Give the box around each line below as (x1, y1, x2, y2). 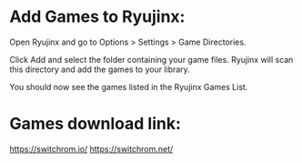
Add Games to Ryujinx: (9, 6, 186, 27)
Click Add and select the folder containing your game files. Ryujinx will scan (9, 54, 294, 65)
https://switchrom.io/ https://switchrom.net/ (9, 143, 174, 154)
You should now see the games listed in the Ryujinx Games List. (9, 81, 248, 92)
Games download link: (9, 114, 182, 134)
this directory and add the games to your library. (9, 64, 191, 75)
